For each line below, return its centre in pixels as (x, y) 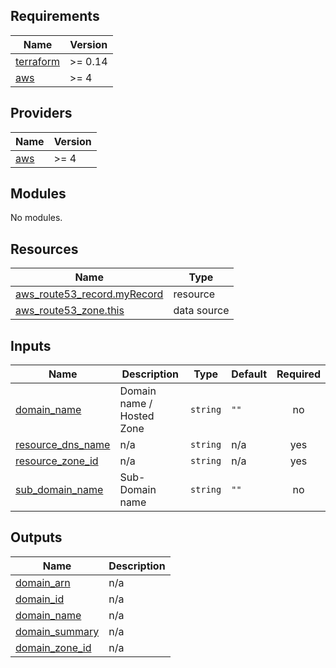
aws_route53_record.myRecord (89, 294)
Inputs (31, 345)
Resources (44, 249)
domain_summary (57, 631)
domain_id (40, 599)
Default (249, 374)
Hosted (137, 416)
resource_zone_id (57, 461)
